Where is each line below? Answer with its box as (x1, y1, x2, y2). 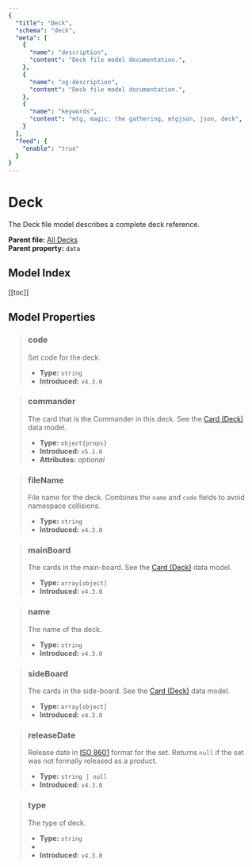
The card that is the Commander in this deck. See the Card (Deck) (27, 414, 244, 423)
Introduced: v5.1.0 (39, 446, 103, 456)
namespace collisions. (27, 501, 101, 511)
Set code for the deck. (27, 353, 101, 362)
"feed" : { (15, 137, 48, 145)
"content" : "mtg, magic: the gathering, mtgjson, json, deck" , (29, 115, 243, 123)
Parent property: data (8, 244, 81, 253)
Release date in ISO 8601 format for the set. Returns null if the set (27, 748, 244, 757)
